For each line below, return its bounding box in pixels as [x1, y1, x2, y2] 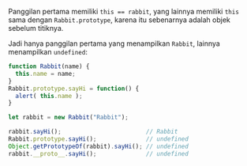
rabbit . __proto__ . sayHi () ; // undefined [8, 149, 189, 157]
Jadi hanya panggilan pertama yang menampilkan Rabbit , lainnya [8, 39, 221, 48]
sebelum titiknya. [8, 24, 64, 32]
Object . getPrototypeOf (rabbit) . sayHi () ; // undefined [8, 142, 189, 150]
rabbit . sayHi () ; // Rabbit [8, 128, 178, 136]
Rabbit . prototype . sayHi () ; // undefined [8, 135, 189, 143]
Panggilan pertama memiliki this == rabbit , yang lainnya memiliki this [8, 7, 239, 16]
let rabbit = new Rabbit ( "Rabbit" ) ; [8, 114, 129, 122]
